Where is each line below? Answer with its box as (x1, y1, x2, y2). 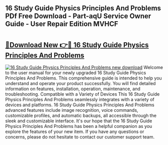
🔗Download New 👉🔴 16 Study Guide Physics (5, 40, 149, 49)
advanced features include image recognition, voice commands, (5, 107, 138, 113)
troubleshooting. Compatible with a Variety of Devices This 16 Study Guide (5, 91, 160, 97)
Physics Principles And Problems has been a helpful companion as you (5, 123, 152, 129)
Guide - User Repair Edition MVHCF (5, 20, 118, 28)
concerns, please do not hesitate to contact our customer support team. (5, 134, 155, 140)
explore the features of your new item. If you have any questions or (5, 128, 144, 134)
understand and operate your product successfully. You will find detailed (5, 81, 156, 86)
